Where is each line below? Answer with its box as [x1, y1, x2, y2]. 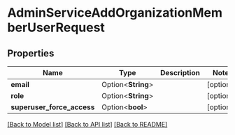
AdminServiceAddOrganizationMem [7, 5, 222, 21]
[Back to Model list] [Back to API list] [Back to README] [7, 120, 168, 128]
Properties [7, 47, 55, 59]
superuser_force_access [10, 102, 95, 112]
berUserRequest [7, 19, 105, 35]
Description [160, 68, 201, 77]
